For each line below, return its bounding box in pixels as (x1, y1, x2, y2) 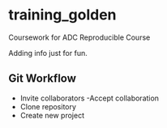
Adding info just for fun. (8, 48, 88, 58)
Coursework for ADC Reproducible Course (8, 32, 151, 42)
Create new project (19, 110, 85, 120)
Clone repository (19, 101, 77, 111)
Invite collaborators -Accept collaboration (19, 93, 160, 103)
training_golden (8, 6, 117, 24)
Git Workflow (8, 71, 77, 86)
